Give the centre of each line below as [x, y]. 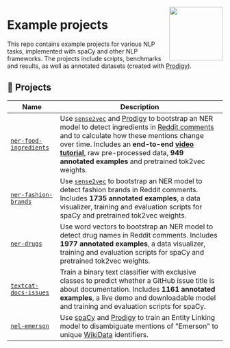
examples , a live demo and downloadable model [138, 297]
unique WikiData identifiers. [104, 334]
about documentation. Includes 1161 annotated [138, 289]
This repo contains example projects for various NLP [81, 44]
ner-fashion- [32, 195]
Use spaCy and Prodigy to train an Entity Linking [138, 317]
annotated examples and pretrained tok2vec [132, 161]
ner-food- [26, 140]
